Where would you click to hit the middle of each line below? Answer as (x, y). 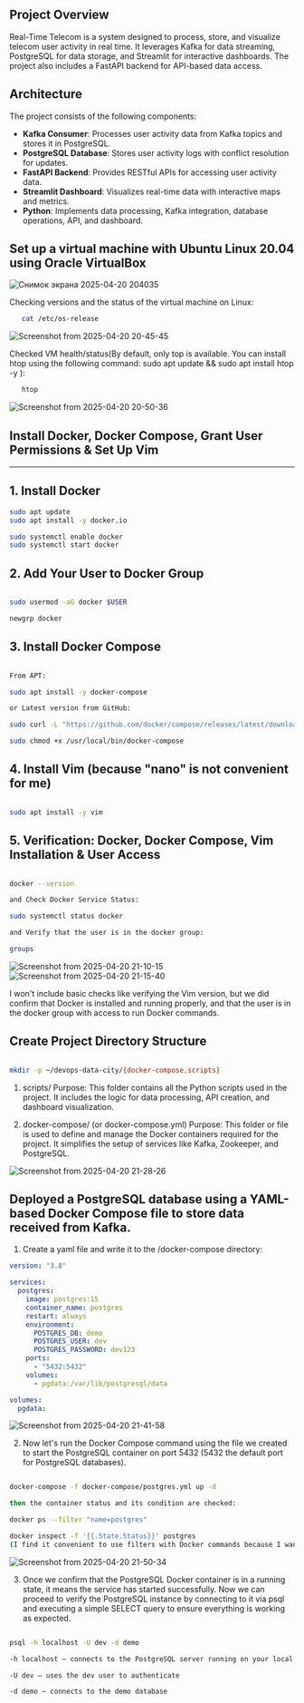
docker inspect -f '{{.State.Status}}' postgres (103, 1536)
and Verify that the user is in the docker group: (107, 933)
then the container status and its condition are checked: (123, 1504)
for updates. (45, 162)
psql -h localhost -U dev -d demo (75, 1642)
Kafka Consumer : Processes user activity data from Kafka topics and (152, 133)
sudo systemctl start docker (64, 545)
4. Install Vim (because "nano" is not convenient (149, 769)
